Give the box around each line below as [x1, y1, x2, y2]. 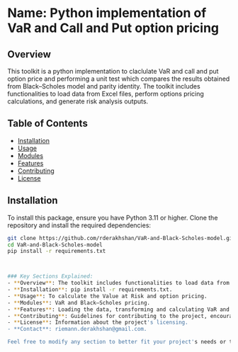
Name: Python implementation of [7, 5, 207, 21]
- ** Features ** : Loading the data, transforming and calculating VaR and [7, 306, 230, 313]
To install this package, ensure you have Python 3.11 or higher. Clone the [7, 213, 218, 222]
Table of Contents [7, 118, 89, 130]
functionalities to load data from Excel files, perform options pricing [7, 90, 204, 98]
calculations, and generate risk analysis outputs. [7, 97, 149, 106]
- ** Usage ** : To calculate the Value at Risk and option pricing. [7, 293, 208, 300]
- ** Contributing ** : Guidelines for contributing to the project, [7, 312, 208, 319]
